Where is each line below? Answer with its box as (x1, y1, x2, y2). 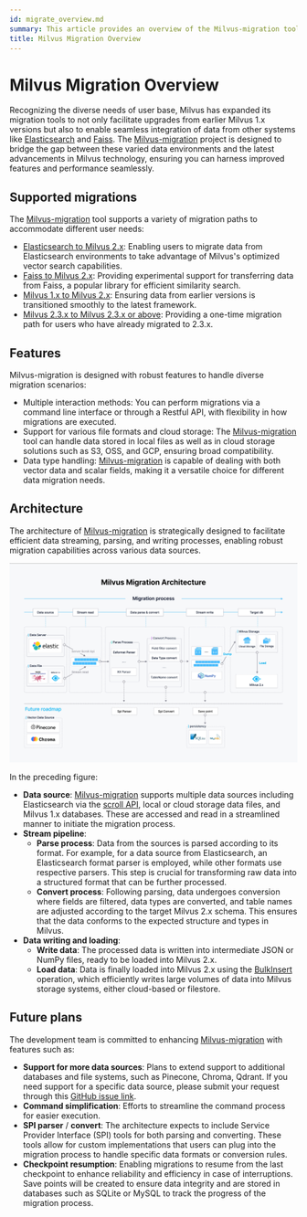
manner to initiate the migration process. (22, 818, 175, 829)
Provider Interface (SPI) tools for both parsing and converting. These (22, 1129, 281, 1140)
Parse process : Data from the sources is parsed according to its (36, 837, 279, 849)
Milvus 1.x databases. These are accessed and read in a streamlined (22, 809, 281, 820)
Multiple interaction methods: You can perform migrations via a (22, 397, 260, 407)
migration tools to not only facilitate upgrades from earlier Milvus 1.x (9, 114, 266, 125)
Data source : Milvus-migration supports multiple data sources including (22, 788, 294, 799)
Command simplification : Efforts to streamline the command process (22, 1100, 286, 1111)
